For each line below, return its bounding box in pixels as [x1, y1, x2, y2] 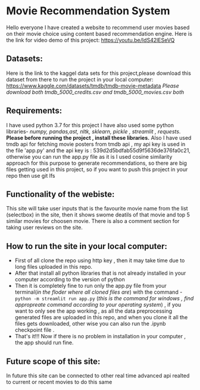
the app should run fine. [14, 339, 74, 346]
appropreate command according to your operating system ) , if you [14, 301, 182, 309]
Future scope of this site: [6, 356, 101, 366]
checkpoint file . [14, 326, 55, 334]
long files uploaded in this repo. [14, 263, 93, 271]
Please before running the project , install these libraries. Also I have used [6, 134, 192, 141]
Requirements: [6, 106, 62, 116]
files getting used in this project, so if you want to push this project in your [6, 165, 188, 173]
